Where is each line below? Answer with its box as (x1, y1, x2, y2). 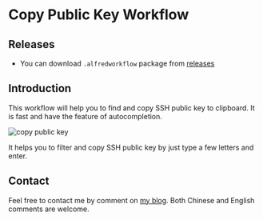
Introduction (8, 82, 72, 95)
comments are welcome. (8, 204, 90, 214)
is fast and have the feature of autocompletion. (8, 111, 162, 121)
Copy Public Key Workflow (8, 6, 189, 24)
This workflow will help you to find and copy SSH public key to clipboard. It (8, 102, 256, 113)
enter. (8, 150, 28, 161)
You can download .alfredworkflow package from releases (19, 58, 215, 68)
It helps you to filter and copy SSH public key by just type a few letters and (8, 142, 254, 152)
